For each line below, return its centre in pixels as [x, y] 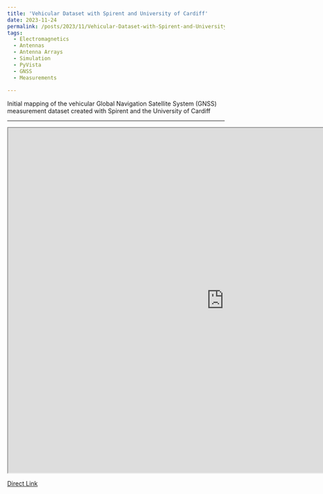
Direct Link [22, 484]
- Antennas [29, 46]
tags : [15, 33]
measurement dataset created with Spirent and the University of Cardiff [109, 111]
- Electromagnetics [41, 39]
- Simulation [32, 59]
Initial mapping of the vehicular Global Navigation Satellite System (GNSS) [112, 103]
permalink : [23, 26]
